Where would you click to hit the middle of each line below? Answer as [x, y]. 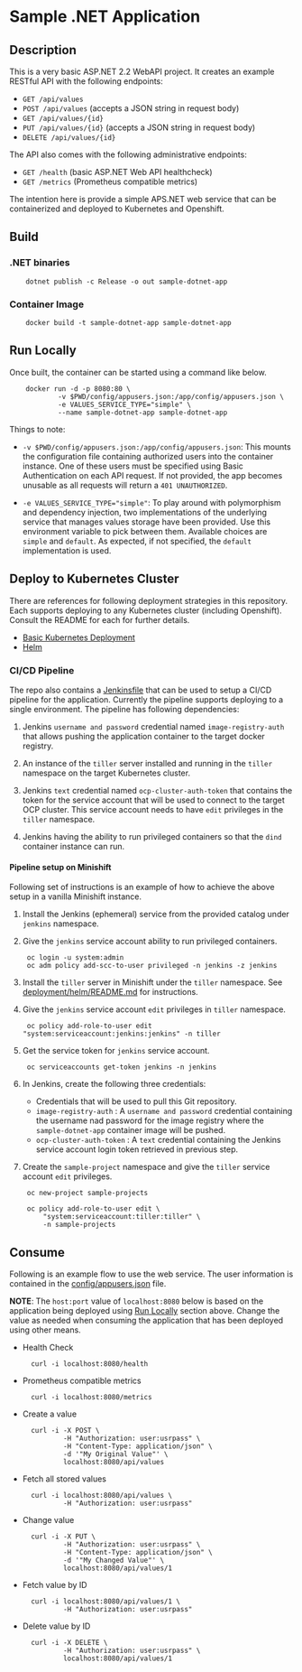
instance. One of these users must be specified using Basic [133, 466]
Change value [48, 1519]
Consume [37, 1252]
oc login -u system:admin [75, 958]
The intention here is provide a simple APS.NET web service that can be [143, 199]
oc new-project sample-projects [87, 1194]
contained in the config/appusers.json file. [88, 1283]
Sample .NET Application [105, 17]
